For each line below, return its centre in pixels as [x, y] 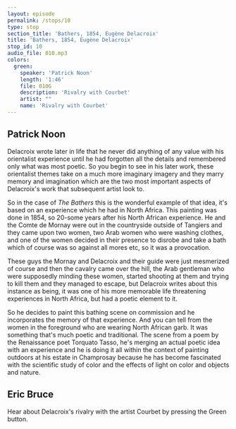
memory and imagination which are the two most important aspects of [109, 181]
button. [18, 419]
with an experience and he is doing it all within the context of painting [108, 349]
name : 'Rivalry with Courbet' [64, 106]
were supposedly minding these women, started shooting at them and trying [118, 276]
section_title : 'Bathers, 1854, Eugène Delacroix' [83, 34]
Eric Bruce [31, 395]
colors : [19, 60]
